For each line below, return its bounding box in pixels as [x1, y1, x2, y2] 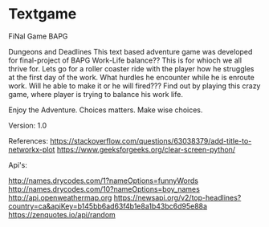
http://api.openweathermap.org [8, 193, 112, 202]
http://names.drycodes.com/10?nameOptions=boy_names [8, 184, 201, 193]
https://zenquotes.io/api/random [8, 209, 116, 219]
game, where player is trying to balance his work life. [8, 89, 183, 99]
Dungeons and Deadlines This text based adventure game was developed [8, 47, 253, 56]
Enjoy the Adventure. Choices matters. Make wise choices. [8, 105, 203, 115]
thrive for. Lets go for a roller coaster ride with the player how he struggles [8, 63, 255, 73]
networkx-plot [8, 144, 55, 154]
